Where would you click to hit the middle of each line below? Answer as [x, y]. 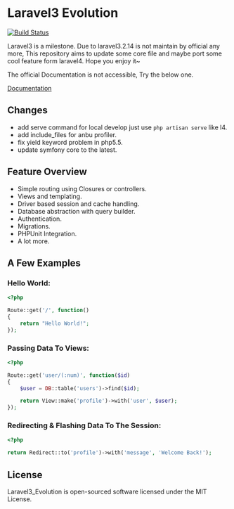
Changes [27, 110]
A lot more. [33, 241]
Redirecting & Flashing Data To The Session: [84, 425]
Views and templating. [50, 196]
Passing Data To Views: [48, 348]
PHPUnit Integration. [47, 233]
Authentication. [39, 219]
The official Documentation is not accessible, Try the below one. [100, 75]
